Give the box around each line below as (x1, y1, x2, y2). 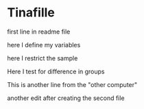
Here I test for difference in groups (7, 67, 105, 75)
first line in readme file (7, 27, 71, 36)
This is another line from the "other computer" (7, 80, 138, 88)
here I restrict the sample (7, 53, 78, 62)
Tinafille (7, 5, 55, 21)
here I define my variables (7, 40, 81, 49)
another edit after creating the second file (7, 94, 125, 102)
